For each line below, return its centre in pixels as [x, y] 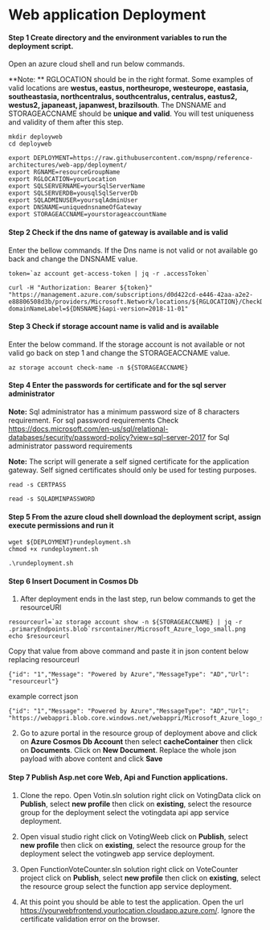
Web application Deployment [107, 15]
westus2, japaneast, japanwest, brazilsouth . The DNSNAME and [117, 105]
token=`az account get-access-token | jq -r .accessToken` [109, 274]
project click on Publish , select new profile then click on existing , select [140, 878]
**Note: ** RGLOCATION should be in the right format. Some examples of [131, 80]
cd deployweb [30, 144]
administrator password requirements [70, 446]
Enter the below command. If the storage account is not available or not [127, 344]
